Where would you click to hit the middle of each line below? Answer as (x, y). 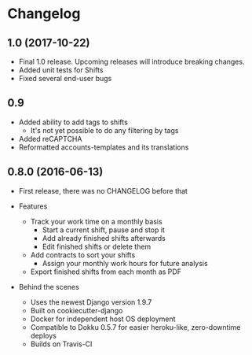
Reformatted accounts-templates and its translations (104, 147)
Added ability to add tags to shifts (73, 122)
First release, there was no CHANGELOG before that (103, 190)
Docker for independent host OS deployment (103, 319)
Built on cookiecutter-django (77, 310)
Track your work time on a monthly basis (96, 221)
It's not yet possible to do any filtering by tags (104, 130)
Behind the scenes (49, 287)
